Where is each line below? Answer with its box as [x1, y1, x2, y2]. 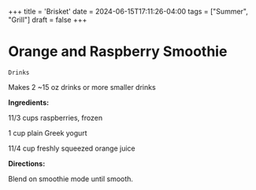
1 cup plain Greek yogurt [8, 128, 88, 137]
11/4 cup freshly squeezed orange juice [8, 143, 135, 153]
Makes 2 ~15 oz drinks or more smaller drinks [8, 82, 156, 91]
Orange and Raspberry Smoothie [8, 43, 228, 61]
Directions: [8, 158, 46, 168]
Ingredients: [8, 98, 50, 107]
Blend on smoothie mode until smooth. [8, 173, 134, 184]
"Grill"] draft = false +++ [8, 15, 87, 24]
